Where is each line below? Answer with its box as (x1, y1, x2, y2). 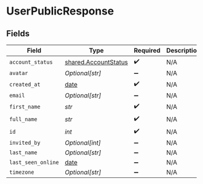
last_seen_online (9, 159, 59, 166)
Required (134, 47, 161, 54)
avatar (9, 70, 28, 76)
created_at (9, 80, 40, 88)
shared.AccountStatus (64, 57, 128, 66)
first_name (9, 103, 40, 110)
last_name (9, 149, 37, 156)
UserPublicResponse (6, 4, 114, 18)
